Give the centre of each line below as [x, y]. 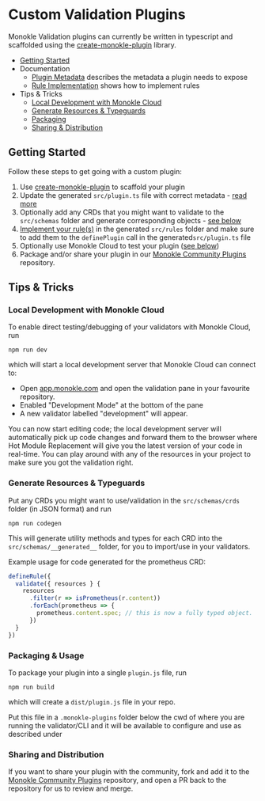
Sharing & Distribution [67, 127]
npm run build [32, 687]
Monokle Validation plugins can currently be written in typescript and [121, 36]
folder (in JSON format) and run [60, 509]
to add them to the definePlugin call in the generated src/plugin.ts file [135, 237]
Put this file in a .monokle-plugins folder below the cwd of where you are [127, 717]
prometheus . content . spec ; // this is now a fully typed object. [145, 613]
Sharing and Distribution [56, 754]
